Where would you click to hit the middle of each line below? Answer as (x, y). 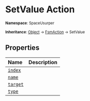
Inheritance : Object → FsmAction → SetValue (45, 32)
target (16, 84)
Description (43, 62)
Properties (22, 48)
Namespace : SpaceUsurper (30, 23)
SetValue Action (40, 9)
